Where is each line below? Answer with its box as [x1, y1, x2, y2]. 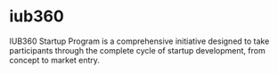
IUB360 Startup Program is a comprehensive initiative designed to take [9, 36, 270, 46]
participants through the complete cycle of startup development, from [9, 45, 266, 55]
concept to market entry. [9, 54, 101, 65]
